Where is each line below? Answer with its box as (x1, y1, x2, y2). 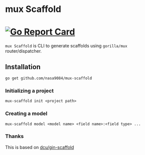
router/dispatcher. (5, 48, 42, 54)
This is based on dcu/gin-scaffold (5, 144, 74, 150)
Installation (5, 62, 41, 71)
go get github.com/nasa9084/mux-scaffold (5, 76, 92, 81)
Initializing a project (5, 87, 54, 94)
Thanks (5, 133, 24, 140)
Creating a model (5, 110, 48, 117)
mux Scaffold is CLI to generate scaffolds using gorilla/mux (5, 43, 128, 49)
